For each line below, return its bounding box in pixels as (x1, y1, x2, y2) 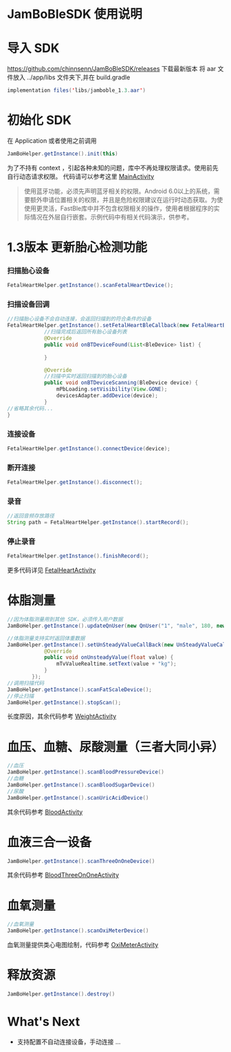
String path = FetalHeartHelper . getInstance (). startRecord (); (7, 519, 189, 526)
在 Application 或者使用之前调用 (7, 136, 98, 145)
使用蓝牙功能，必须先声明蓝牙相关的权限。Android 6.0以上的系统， (23, 187, 214, 195)
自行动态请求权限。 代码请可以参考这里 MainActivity (7, 172, 155, 180)
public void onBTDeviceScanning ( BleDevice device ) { (43, 379, 198, 386)
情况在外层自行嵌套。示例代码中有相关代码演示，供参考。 (30, 212, 193, 221)
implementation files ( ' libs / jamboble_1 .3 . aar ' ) (7, 87, 146, 94)
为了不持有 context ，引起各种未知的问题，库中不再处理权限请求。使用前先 (7, 163, 219, 172)
